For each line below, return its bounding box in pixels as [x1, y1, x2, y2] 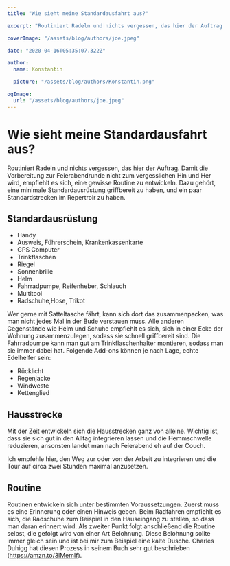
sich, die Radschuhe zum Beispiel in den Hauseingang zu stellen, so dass [7, 515, 215, 523]
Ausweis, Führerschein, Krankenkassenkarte [16, 238, 143, 247]
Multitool [16, 290, 43, 298]
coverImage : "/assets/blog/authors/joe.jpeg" [7, 35, 139, 42]
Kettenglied [16, 389, 50, 397]
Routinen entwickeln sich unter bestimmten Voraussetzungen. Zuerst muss [7, 500, 220, 508]
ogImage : [7, 91, 32, 97]
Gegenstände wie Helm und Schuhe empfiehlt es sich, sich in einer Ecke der [7, 325, 223, 333]
